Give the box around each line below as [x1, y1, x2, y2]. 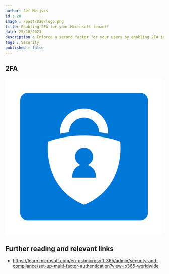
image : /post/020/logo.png [5, 19, 64, 24]
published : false [5, 45, 44, 50]
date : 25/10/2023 [5, 29, 42, 35]
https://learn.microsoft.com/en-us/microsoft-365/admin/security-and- [12, 258, 158, 264]
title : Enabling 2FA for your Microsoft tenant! [5, 24, 109, 29]
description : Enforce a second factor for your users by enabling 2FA [5, 35, 158, 40]
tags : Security [5, 40, 39, 45]
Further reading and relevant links [5, 244, 114, 253]
